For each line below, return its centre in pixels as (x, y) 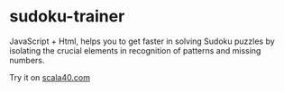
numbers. (27, 60)
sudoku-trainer (67, 17)
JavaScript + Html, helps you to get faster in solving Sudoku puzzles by (142, 41)
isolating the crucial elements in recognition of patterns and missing (135, 50)
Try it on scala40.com (50, 77)
